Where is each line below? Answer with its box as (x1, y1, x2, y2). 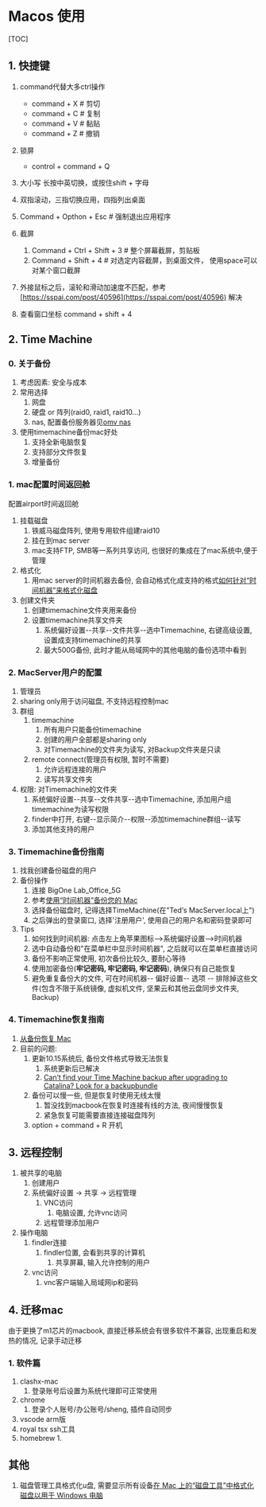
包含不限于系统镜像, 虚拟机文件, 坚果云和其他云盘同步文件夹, (40, 984, 240, 994)
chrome (19, 1395, 45, 1404)
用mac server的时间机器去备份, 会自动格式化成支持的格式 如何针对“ (31, 575, 250, 585)
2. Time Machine (8, 333, 93, 346)
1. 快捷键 (8, 59, 50, 72)
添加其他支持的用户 (31, 825, 95, 834)
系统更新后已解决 (43, 1064, 100, 1073)
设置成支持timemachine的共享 (43, 634, 142, 645)
